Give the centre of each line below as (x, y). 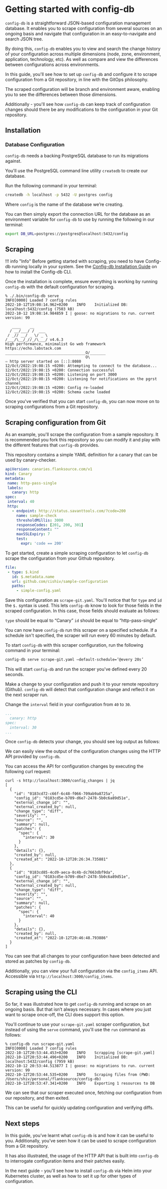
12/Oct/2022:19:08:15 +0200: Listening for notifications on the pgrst (81, 379)
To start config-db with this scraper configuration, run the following (74, 645)
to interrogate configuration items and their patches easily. (65, 1161)
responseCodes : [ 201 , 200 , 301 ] (50, 525)
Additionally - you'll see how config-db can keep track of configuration (78, 104)
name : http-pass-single (32, 483)
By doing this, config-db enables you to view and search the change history (83, 48)
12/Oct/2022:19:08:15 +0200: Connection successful (60, 371)
